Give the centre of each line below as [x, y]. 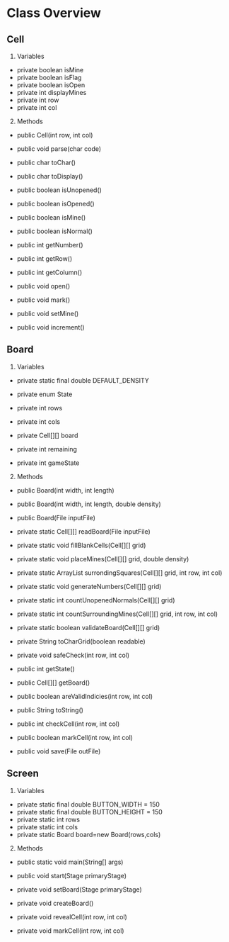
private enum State [45, 394]
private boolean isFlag [49, 77]
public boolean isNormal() [54, 231]
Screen [23, 774]
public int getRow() [45, 259]
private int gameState [48, 463]
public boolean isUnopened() [59, 190]
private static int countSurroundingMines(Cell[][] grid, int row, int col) [117, 614]
